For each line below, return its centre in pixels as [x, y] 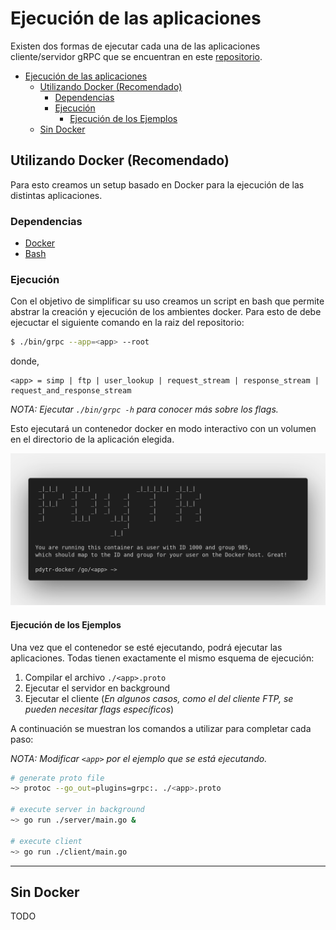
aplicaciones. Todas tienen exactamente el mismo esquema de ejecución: [162, 658]
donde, [25, 361]
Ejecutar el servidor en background [97, 688]
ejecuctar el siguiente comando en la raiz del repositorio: [127, 323]
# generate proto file [57, 778]
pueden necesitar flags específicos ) [99, 709]
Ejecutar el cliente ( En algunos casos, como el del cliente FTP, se [159, 698]
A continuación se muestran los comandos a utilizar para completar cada [161, 728]
